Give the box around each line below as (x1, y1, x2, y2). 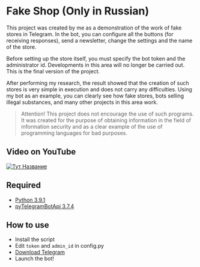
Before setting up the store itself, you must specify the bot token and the (6, 55, 186, 62)
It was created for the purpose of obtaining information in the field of (20, 116, 191, 124)
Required (6, 180, 41, 191)
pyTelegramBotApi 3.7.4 (14, 203, 74, 210)
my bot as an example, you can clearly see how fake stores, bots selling (6, 92, 184, 99)
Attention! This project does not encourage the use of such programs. (20, 110, 194, 117)
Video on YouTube (6, 147, 76, 157)
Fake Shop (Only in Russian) (6, 4, 149, 18)
